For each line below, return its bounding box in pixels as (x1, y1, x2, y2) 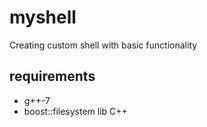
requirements (9, 68, 96, 85)
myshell (9, 6, 77, 29)
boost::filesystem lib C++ (23, 105, 128, 117)
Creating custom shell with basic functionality (9, 39, 198, 51)
